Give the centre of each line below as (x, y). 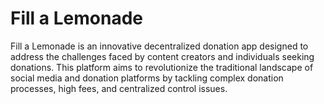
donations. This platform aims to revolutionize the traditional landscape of (162, 67)
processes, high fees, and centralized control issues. (119, 88)
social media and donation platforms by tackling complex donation (147, 78)
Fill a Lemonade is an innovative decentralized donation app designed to (159, 46)
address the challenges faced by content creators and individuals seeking (162, 56)
